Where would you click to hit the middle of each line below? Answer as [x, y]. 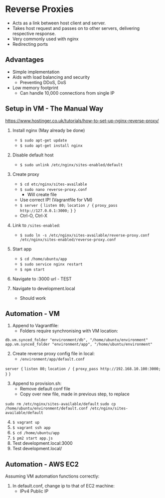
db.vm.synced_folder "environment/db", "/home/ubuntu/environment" [77, 340]
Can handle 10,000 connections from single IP [67, 93]
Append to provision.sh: [37, 383]
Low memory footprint [35, 88]
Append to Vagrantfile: [35, 326]
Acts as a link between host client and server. [59, 23]
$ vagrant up [26, 423]
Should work [33, 298]
